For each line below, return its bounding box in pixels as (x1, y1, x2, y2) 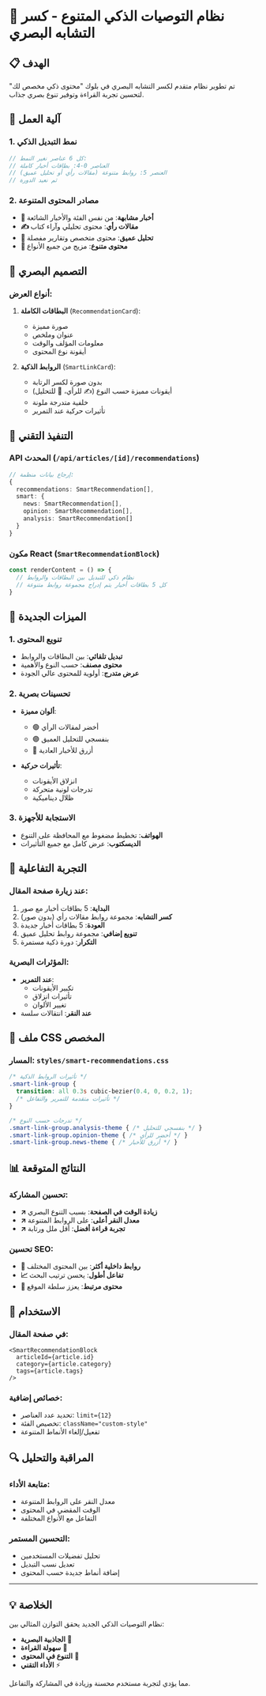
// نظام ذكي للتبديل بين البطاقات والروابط (16, 573, 135, 581)
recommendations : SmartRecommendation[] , (16, 485, 155, 493)
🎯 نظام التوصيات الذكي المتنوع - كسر (9, 7, 225, 25)
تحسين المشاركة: (9, 1189, 69, 1200)
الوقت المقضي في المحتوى (20, 1505, 101, 1515)
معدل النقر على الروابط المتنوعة (20, 1497, 115, 1506)
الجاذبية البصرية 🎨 (20, 1634, 73, 1644)
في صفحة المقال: (9, 1328, 69, 1339)
